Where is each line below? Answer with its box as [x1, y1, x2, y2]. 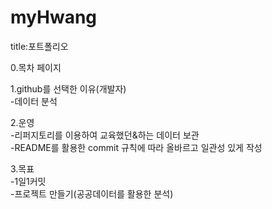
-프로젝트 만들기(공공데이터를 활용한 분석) [10, 187, 174, 200]
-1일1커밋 [10, 175, 47, 187]
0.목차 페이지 [10, 61, 62, 73]
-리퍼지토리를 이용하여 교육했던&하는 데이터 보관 [10, 129, 200, 141]
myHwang [10, 6, 98, 29]
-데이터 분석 [10, 95, 58, 107]
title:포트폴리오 [10, 40, 69, 52]
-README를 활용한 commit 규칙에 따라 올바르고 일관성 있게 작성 [10, 141, 263, 153]
